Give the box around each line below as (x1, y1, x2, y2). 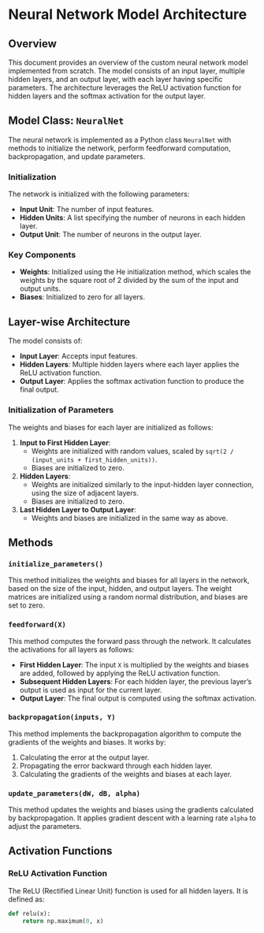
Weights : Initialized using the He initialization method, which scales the (19, 267, 251, 277)
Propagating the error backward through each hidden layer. (19, 760, 213, 770)
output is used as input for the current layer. (19, 685, 163, 694)
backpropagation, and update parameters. (8, 151, 146, 161)
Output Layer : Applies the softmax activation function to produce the (19, 377, 244, 386)
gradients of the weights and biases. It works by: (8, 737, 166, 746)
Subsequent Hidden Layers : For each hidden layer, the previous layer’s (19, 676, 252, 686)
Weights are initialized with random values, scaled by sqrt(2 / (31, 446, 234, 455)
